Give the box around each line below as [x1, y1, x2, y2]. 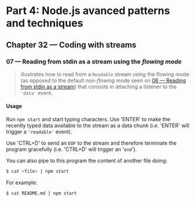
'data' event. [20, 89, 53, 96]
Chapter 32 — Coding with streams [6, 40, 137, 50]
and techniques [6, 16, 83, 30]
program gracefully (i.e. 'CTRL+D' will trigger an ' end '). [6, 146, 137, 153]
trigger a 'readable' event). [6, 128, 72, 135]
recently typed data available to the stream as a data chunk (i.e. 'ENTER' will [6, 122, 190, 129]
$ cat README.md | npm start [6, 190, 77, 196]
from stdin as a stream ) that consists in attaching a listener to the [20, 83, 177, 90]
